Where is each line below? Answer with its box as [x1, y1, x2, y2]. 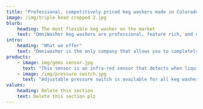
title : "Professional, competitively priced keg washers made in [6, 8, 174, 15]
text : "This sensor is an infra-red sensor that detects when [22, 65, 182, 71]
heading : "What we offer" [17, 43, 83, 49]
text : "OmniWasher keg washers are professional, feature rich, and [17, 31, 193, 38]
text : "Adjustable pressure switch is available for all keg [22, 76, 180, 82]
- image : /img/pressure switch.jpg [17, 71, 107, 77]
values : [6, 82, 26, 88]
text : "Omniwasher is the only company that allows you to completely [17, 48, 199, 54]
